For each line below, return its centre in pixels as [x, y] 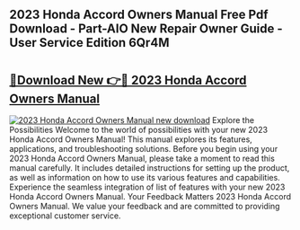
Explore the [233, 120]
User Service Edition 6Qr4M [89, 43]
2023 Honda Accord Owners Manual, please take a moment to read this [142, 158]
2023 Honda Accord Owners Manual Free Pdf [139, 15]
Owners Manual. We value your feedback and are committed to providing [145, 206]
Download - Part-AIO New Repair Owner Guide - [146, 29]
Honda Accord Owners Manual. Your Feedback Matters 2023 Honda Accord [150, 196]
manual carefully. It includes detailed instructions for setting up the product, [150, 168]
